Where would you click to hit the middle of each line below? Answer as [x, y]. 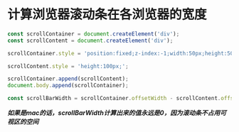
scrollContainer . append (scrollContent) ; [68, 79]
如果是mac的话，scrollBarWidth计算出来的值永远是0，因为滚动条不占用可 [117, 113]
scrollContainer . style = [44, 53]
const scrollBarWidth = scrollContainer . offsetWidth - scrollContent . [114, 99]
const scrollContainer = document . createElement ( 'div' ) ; [94, 34]
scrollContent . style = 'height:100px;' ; [68, 66]
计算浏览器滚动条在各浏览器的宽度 [107, 15]
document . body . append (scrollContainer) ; [68, 86]
